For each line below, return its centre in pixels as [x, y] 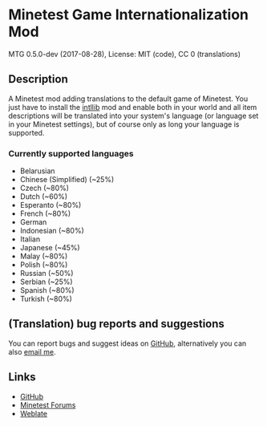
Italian [30, 239]
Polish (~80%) [44, 265]
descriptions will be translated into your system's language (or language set [133, 116]
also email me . [32, 351]
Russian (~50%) [47, 274]
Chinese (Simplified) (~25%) [67, 180]
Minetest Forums [48, 405]
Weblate [34, 413]
